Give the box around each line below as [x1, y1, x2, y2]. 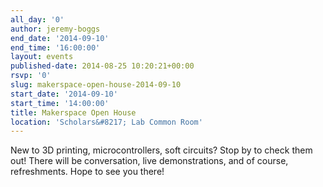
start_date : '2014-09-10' [10, 89, 118, 99]
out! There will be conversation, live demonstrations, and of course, [10, 155, 289, 167]
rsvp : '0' [10, 71, 52, 81]
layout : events [10, 52, 74, 62]
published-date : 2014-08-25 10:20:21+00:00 [10, 61, 195, 71]
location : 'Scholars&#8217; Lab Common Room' [10, 117, 203, 127]
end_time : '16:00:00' [10, 42, 101, 53]
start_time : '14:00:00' [10, 98, 110, 108]
